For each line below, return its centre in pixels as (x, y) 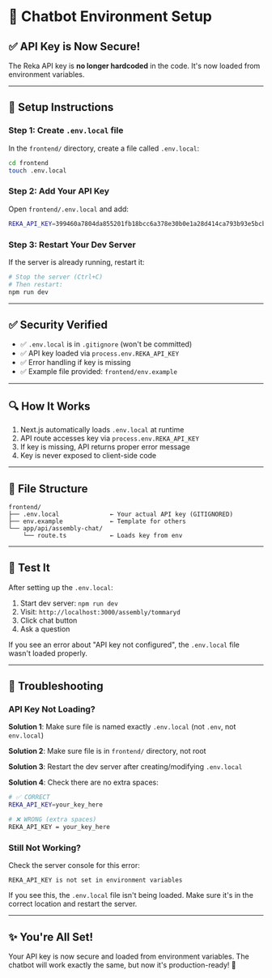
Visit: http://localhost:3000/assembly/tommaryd (100, 611)
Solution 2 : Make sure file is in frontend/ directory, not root (107, 751)
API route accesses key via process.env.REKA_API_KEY (110, 438)
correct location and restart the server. (73, 904)
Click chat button (49, 620)
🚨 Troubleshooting (56, 686)
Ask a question (45, 629)
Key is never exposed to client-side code (88, 456)
